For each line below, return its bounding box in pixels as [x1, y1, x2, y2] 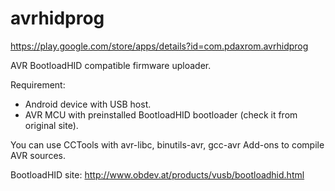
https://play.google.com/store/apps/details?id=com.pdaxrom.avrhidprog [10, 40, 309, 52]
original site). [24, 119, 79, 131]
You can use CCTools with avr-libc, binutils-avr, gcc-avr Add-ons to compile [10, 138, 325, 151]
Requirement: [10, 78, 66, 91]
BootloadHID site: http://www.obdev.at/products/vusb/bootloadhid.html [10, 168, 305, 181]
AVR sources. [10, 149, 66, 161]
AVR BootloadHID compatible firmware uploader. [10, 59, 212, 71]
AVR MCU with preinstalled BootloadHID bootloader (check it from [24, 108, 298, 121]
